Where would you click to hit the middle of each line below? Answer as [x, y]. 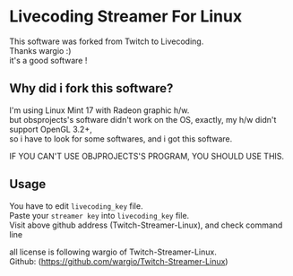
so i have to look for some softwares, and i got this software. [121, 138]
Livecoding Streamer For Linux [126, 17]
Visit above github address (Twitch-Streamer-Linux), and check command [146, 225]
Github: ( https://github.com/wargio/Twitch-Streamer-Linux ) [119, 261]
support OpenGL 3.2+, [51, 129]
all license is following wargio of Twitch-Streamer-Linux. [113, 252]
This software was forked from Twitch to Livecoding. [107, 41]
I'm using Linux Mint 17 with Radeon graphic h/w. [99, 110]
